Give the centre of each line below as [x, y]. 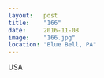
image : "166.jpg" [42, 37]
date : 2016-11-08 [44, 30]
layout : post [33, 15]
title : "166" [35, 23]
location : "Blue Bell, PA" [52, 45]
